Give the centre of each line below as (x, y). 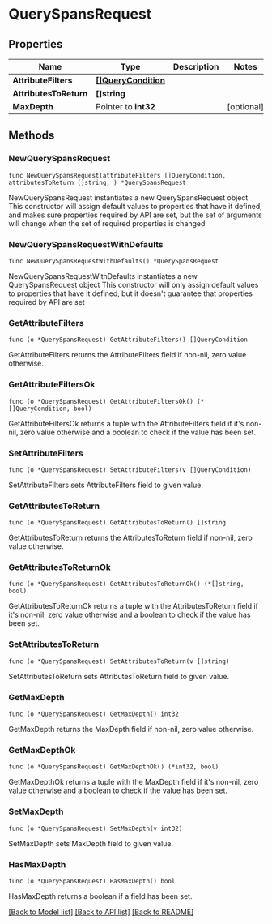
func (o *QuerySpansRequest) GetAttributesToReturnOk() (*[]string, (126, 584)
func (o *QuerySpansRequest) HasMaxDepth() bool (92, 881)
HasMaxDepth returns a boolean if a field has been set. (100, 896)
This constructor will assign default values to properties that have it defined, (136, 206)
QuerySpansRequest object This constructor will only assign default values (134, 284)
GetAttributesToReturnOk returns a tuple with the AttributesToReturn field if (134, 606)
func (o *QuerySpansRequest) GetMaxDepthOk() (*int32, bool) (114, 767)
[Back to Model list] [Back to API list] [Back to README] (101, 912)
